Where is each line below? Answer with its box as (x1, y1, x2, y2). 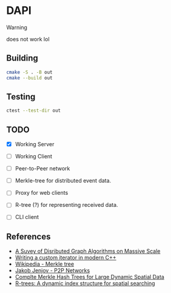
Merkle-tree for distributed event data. (15, 177, 112, 184)
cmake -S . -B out (6, 69, 53, 75)
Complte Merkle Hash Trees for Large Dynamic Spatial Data (15, 274, 165, 281)
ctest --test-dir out (6, 107, 61, 114)
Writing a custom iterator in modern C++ (15, 254, 116, 261)
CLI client (15, 214, 39, 221)
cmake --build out (6, 75, 53, 81)
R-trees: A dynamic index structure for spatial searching (15, 280, 156, 287)
